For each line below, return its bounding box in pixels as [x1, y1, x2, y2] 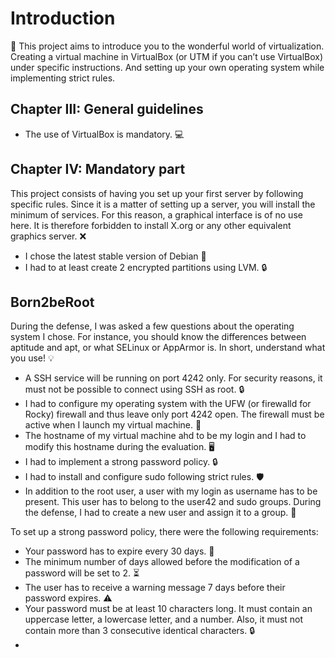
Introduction [10, 7, 116, 30]
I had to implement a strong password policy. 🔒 [24, 456, 218, 468]
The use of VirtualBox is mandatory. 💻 [24, 128, 185, 140]
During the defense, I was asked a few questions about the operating [10, 320, 295, 332]
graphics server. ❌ [10, 230, 87, 242]
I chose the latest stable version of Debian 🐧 [24, 250, 207, 262]
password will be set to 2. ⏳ [24, 567, 140, 579]
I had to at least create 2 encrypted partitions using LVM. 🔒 [24, 261, 268, 273]
